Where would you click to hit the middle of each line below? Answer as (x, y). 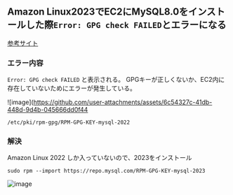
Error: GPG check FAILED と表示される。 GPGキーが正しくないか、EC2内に (116, 80)
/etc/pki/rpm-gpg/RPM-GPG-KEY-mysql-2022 (69, 123)
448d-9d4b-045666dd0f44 (48, 110)
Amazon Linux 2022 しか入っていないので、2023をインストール (100, 158)
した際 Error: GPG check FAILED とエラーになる (126, 25)
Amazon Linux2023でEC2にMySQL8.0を (98, 12)
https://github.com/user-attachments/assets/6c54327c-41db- (123, 102)
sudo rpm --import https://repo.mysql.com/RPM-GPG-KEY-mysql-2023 (106, 171)
